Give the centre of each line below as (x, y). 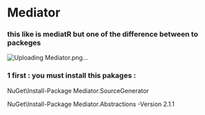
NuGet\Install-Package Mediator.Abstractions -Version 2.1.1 (91, 104)
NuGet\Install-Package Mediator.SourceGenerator (78, 90)
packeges (24, 43)
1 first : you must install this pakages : (72, 76)
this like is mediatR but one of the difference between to (103, 34)
